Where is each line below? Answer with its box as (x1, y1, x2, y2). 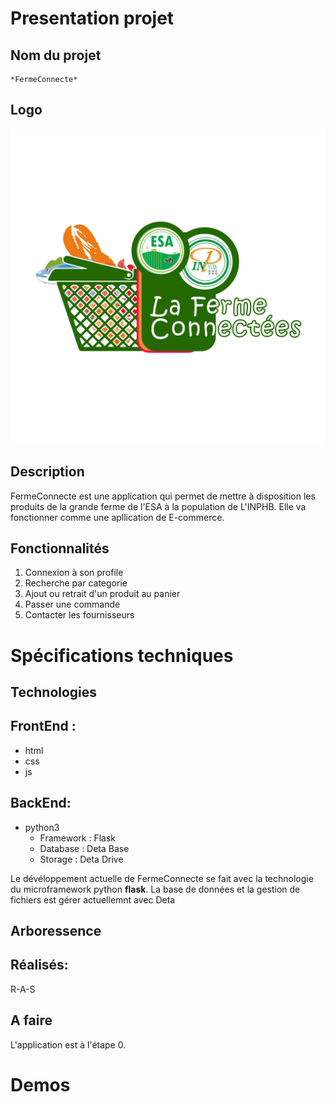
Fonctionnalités (10, 540, 110, 557)
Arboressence (10, 923, 102, 940)
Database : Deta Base (39, 842, 130, 854)
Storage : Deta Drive (39, 853, 124, 865)
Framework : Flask (39, 832, 117, 844)
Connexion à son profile (24, 567, 124, 579)
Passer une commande (24, 598, 121, 611)
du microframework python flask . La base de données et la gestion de (10, 883, 301, 895)
